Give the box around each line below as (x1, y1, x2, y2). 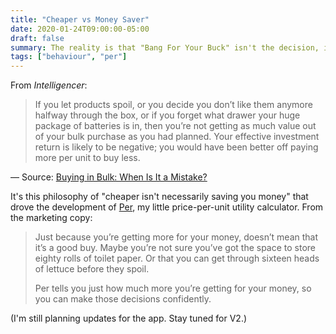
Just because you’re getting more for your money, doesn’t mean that (34, 231, 319, 243)
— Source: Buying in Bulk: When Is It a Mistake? (10, 171, 208, 183)
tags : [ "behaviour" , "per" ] (10, 52, 128, 62)
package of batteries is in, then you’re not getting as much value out (34, 120, 317, 132)
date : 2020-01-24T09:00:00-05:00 (10, 24, 150, 34)
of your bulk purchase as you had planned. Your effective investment (34, 131, 320, 143)
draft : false (10, 33, 65, 43)
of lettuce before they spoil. (34, 263, 150, 275)
